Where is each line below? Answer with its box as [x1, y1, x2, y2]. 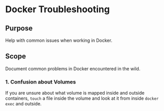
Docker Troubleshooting [5, 4, 110, 15]
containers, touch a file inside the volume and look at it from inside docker [5, 95, 159, 101]
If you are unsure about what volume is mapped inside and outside [5, 90, 145, 96]
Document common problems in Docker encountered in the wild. [5, 65, 141, 72]
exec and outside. [5, 101, 42, 107]
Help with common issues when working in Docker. [5, 37, 113, 43]
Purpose [5, 24, 33, 33]
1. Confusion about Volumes [5, 78, 76, 85]
